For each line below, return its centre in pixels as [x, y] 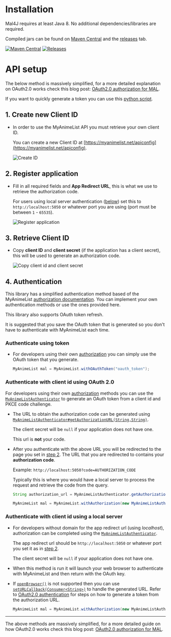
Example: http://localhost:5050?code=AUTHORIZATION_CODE [74, 470]
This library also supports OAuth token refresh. [54, 315]
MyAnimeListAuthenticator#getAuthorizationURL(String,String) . [81, 419]
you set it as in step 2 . [36, 548]
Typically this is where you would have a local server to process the [83, 479]
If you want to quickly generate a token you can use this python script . [79, 98]
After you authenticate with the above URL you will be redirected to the [87, 449]
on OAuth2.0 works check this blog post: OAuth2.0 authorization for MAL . [83, 89]
